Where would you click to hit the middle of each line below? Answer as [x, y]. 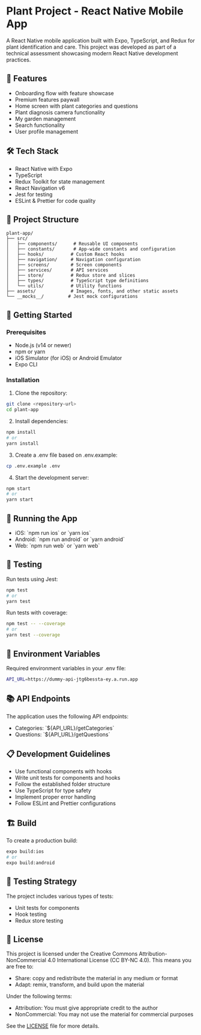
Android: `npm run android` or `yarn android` [70, 539]
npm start [19, 489]
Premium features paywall [47, 99]
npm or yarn [30, 352]
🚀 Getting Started [39, 315]
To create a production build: [42, 841]
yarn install [22, 443]
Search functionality [40, 125]
